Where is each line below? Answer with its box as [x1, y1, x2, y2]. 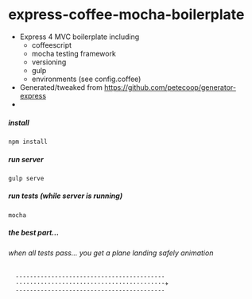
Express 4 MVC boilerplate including [19, 32, 140, 41]
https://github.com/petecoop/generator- [104, 82, 237, 92]
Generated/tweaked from [19, 82, 103, 92]
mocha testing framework [31, 49, 117, 58]
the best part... [8, 228, 60, 238]
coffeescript [31, 40, 72, 49]
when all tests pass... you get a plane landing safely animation [8, 248, 214, 258]
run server [8, 154, 44, 164]
